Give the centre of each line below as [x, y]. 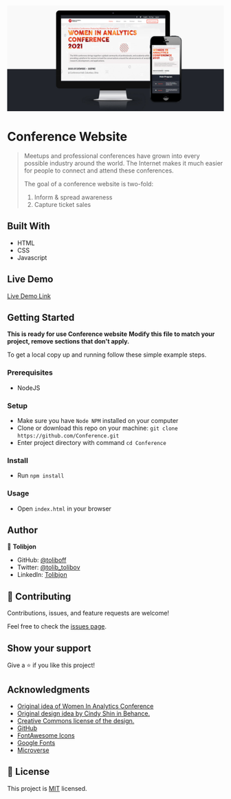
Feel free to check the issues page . [57, 627]
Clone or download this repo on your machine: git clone [97, 428]
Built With [29, 226]
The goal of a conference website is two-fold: [88, 184]
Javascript [32, 257]
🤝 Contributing [39, 596]
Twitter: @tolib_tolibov [48, 567]
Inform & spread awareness [73, 197]
